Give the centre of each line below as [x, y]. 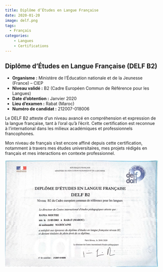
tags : [10, 26]
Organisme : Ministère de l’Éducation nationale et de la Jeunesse [77, 78]
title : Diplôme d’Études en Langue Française [52, 10]
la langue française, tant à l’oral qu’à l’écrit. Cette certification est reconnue [80, 123]
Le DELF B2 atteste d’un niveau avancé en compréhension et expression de [81, 118]
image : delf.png [21, 20]
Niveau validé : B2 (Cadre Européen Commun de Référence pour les [81, 88]
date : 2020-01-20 [23, 15]
